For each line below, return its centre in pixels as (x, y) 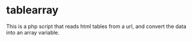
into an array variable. (33, 32)
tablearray (32, 10)
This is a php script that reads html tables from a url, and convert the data (96, 26)
